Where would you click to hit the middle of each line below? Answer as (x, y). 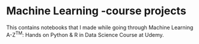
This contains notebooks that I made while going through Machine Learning (100, 27)
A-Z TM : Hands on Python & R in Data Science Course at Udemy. (85, 34)
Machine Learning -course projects (96, 11)
